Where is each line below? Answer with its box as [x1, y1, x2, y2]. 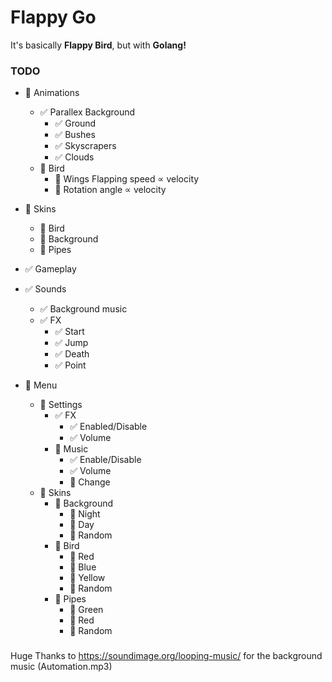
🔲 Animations [24, 87, 80, 99]
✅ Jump [54, 337, 89, 349]
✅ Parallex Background [39, 106, 136, 118]
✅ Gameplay [24, 263, 77, 275]
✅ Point [54, 359, 87, 371]
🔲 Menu [24, 379, 58, 391]
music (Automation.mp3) [10, 661, 113, 673]
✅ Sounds [24, 283, 67, 295]
